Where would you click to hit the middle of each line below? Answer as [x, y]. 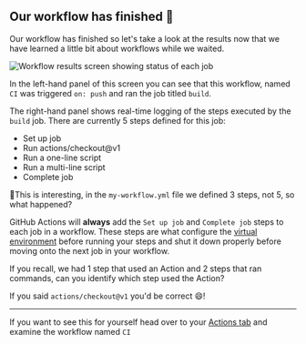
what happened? [41, 204]
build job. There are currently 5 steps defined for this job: [117, 120]
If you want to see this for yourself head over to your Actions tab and [138, 322]
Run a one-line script [62, 157]
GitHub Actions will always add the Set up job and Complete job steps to [147, 222]
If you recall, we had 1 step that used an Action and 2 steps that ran [136, 268]
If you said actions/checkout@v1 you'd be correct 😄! [107, 296]
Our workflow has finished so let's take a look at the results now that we [145, 38]
